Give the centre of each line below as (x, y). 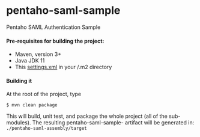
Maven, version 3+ (38, 54)
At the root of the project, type (44, 94)
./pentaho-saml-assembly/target (47, 129)
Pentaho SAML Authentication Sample (53, 27)
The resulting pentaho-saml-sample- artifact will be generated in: (113, 123)
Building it (19, 81)
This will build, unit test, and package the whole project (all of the (87, 116)
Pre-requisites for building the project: (55, 41)
